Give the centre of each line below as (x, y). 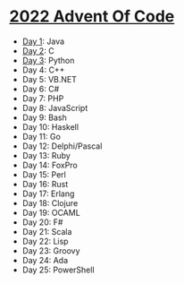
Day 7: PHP (43, 98)
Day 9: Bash (44, 117)
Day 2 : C (38, 50)
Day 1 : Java (43, 41)
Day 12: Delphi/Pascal (62, 146)
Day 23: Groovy (51, 250)
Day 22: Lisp (45, 241)
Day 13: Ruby (46, 155)
